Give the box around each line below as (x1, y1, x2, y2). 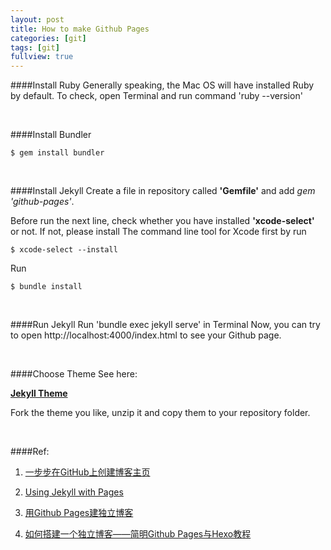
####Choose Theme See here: (10, 368, 138, 380)
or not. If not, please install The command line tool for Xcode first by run (10, 226, 307, 238)
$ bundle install (10, 282, 83, 292)
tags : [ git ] (10, 42, 60, 53)
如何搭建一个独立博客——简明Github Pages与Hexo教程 (24, 528, 252, 540)
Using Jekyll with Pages (24, 486, 124, 498)
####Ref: (10, 446, 50, 458)
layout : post (10, 14, 65, 25)
